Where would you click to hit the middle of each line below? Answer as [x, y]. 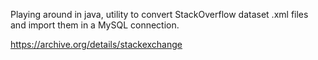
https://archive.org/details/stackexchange [96, 44]
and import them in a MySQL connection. [95, 25]
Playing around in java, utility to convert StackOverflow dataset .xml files [159, 14]
